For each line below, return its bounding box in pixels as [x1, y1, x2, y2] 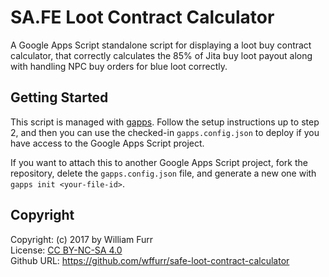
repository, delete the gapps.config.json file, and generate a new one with [10, 167, 317, 179]
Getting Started [10, 89, 109, 106]
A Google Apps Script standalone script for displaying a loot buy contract [10, 39, 312, 51]
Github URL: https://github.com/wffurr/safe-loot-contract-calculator [10, 254, 290, 266]
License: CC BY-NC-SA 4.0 [10, 244, 123, 256]
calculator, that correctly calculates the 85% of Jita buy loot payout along [10, 49, 313, 61]
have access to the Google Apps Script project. [10, 137, 205, 149]
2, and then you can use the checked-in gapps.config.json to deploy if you [10, 126, 320, 138]
